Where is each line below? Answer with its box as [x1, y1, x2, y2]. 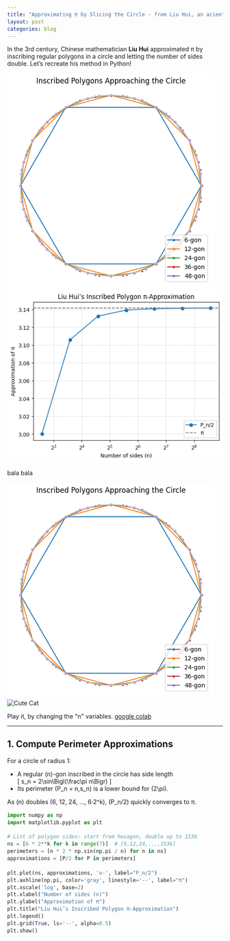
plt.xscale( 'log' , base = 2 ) [7, 884, 84, 891]
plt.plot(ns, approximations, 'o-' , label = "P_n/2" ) [7, 869, 157, 876]
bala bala [7, 469, 33, 477]
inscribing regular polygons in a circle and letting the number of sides [7, 52, 203, 61]
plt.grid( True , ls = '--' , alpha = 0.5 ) [7, 920, 112, 927]
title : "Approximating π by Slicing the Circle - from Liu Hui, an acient [7, 11, 225, 18]
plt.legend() [7, 913, 44, 920]
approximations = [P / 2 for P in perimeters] [7, 855, 136, 862]
